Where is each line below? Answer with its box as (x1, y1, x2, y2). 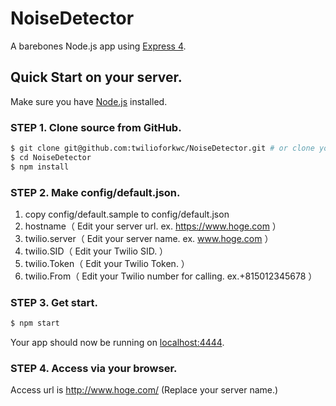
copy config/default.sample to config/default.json (24, 208, 230, 220)
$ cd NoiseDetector (10, 152, 92, 162)
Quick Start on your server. (10, 69, 183, 86)
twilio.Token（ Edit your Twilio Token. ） (24, 257, 190, 269)
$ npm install (10, 162, 70, 172)
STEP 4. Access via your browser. (10, 362, 178, 376)
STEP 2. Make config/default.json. (10, 185, 181, 199)
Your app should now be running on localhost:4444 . (10, 337, 225, 349)
